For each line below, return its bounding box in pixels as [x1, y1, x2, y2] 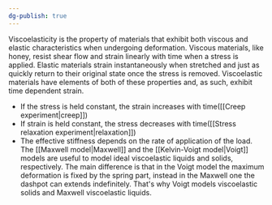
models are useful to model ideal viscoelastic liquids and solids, [19, 153, 234, 163]
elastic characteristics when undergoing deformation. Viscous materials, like [8, 42, 264, 53]
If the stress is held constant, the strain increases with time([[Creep [19, 101, 246, 111]
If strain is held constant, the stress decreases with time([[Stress [19, 118, 237, 128]
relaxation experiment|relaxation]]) [19, 127, 136, 137]
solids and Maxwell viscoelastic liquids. [19, 187, 152, 197]
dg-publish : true [8, 11, 67, 20]
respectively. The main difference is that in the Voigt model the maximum [19, 161, 265, 171]
